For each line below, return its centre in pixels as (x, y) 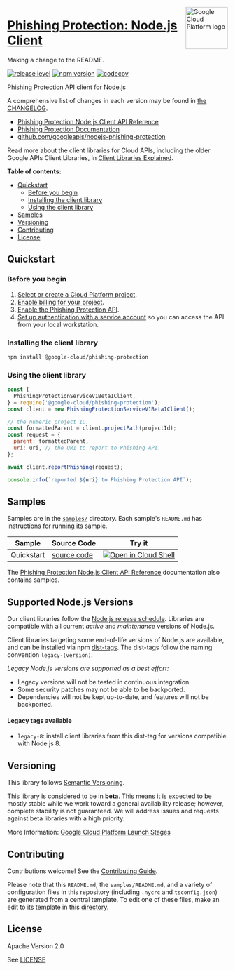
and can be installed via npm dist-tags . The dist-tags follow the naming (110, 647)
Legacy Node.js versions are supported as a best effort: (88, 669)
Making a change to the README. (56, 60)
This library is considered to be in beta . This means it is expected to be (109, 796)
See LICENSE (27, 959)
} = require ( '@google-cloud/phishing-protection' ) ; (84, 403)
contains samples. (34, 580)
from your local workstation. (58, 324)
